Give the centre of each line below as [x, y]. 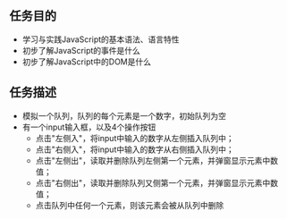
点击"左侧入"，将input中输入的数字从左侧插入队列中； [135, 138]
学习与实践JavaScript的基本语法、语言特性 [101, 39]
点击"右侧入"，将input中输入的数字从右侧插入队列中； [135, 149]
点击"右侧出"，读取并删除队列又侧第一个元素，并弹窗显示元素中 [153, 182]
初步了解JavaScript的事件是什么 [81, 50]
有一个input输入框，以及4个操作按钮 [89, 127]
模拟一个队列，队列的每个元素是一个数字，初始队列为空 [124, 115]
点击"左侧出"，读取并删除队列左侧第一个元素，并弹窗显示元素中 [153, 160]
